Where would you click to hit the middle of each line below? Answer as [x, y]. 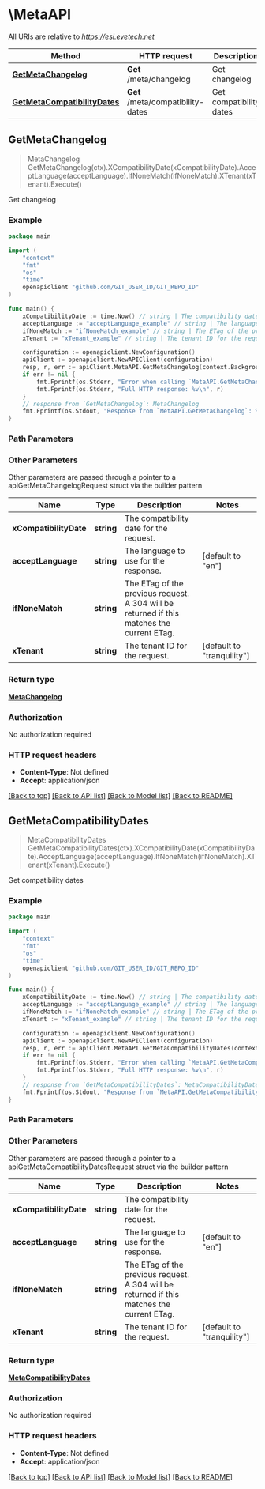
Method [66, 55]
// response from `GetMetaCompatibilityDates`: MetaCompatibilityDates [142, 1084]
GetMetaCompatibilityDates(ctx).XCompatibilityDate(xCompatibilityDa [141, 848]
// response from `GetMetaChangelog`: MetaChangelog [111, 404]
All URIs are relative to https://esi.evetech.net [82, 36]
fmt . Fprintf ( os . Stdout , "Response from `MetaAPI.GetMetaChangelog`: [137, 411]
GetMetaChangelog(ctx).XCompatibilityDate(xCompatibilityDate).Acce [142, 167]
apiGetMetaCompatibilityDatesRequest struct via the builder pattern [118, 1167]
